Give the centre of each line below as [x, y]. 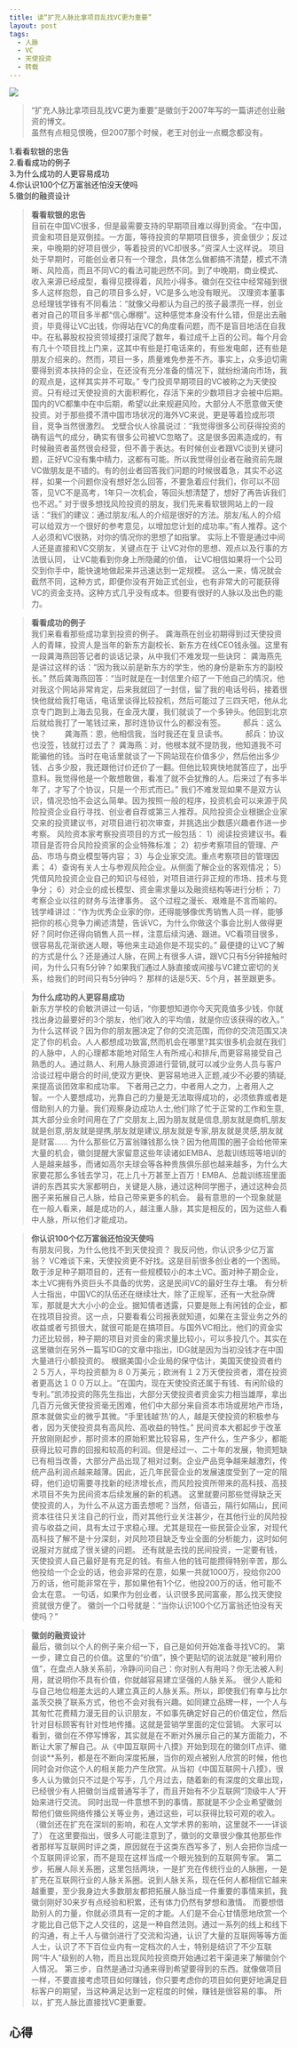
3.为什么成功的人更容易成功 [59, 173]
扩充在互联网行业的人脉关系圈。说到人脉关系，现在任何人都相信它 [151, 1879]
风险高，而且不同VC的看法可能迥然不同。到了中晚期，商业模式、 [165, 270]
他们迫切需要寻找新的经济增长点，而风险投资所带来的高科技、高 [163, 1482]
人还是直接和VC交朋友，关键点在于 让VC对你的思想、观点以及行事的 [156, 548]
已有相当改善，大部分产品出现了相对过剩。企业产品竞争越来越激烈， [155, 1460]
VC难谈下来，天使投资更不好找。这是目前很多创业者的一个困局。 [167, 1260]
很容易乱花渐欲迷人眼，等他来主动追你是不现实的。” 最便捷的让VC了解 [158, 944]
